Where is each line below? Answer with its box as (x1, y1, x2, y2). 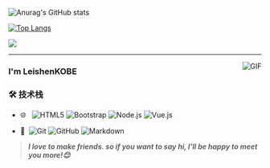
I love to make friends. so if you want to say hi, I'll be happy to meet (27, 141, 258, 152)
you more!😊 (27, 150, 71, 160)
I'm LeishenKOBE (8, 65, 78, 76)
